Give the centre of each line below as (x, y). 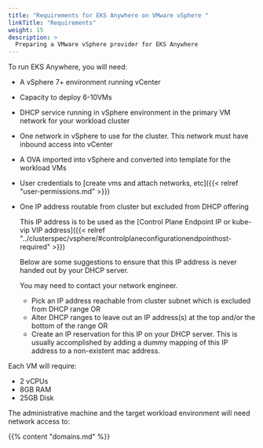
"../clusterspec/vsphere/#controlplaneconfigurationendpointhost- (125, 239)
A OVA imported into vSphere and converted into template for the (125, 160)
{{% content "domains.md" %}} (59, 437)
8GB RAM (35, 390)
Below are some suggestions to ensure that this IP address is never (128, 262)
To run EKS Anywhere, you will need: (68, 67)
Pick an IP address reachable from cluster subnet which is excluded (141, 301)
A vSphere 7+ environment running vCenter (90, 82)
